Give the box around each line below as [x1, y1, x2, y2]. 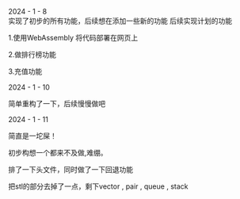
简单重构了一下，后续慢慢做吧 [8, 99, 105, 108]
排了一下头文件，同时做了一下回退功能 [8, 165, 133, 174]
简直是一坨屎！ [8, 131, 57, 140]
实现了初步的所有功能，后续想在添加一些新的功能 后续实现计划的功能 [8, 16, 232, 25]
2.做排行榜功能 [8, 50, 57, 59]
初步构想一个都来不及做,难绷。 [8, 148, 109, 157]
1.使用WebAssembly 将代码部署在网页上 [8, 33, 139, 42]
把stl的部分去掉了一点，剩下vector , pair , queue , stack [8, 182, 189, 191]
